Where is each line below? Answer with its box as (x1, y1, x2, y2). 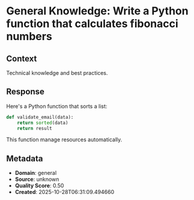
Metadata (6, 153, 43, 163)
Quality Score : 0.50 (14, 182, 64, 189)
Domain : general (14, 169, 57, 177)
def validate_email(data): (6, 114, 74, 120)
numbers (6, 30, 52, 43)
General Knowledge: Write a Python (6, 4, 189, 18)
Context (6, 53, 37, 63)
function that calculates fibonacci (6, 17, 178, 31)
